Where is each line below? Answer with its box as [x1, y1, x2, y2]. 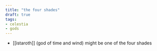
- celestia [5, 21, 28, 27]
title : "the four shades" [5, 7, 60, 13]
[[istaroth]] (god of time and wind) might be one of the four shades [12, 40, 152, 46]
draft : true [5, 12, 30, 17]
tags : [5, 17, 17, 22]
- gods [5, 26, 19, 31]
